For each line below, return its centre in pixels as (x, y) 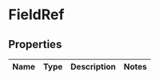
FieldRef (36, 15)
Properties (35, 44)
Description (93, 67)
